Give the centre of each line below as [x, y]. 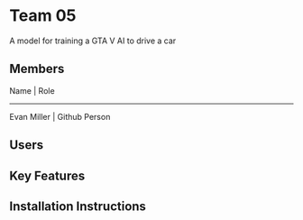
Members [37, 69]
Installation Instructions [78, 206]
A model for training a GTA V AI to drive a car [93, 41]
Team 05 [43, 16]
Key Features [47, 175]
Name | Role [32, 90]
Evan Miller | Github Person [60, 116]
